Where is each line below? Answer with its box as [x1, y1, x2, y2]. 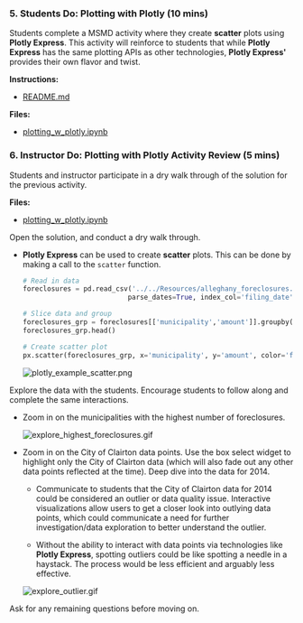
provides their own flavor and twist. [9, 57, 142, 68]
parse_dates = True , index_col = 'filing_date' [127, 293, 294, 302]
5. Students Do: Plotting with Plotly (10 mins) [9, 7, 209, 20]
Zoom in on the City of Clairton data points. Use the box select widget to [22, 446, 291, 458]
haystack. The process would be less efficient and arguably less [35, 558, 275, 569]
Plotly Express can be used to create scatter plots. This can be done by [22, 249, 291, 260]
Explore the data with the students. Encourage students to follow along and [9, 385, 289, 395]
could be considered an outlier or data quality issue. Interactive [35, 493, 271, 504]
